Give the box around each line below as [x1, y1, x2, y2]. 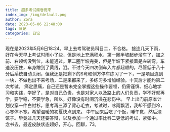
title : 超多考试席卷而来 [5, 7, 52, 13]
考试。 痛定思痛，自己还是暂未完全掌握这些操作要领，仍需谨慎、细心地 [9, 83, 157, 89]
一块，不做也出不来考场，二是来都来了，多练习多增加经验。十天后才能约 [5, 77, 156, 83]
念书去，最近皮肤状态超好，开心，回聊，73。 [5, 121, 100, 127]
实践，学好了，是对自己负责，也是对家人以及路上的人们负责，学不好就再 [14, 90, 165, 96]
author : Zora [5, 17, 33, 22]
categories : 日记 [5, 31, 40, 36]
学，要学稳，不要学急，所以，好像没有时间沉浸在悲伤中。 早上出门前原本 [5, 96, 157, 102]
